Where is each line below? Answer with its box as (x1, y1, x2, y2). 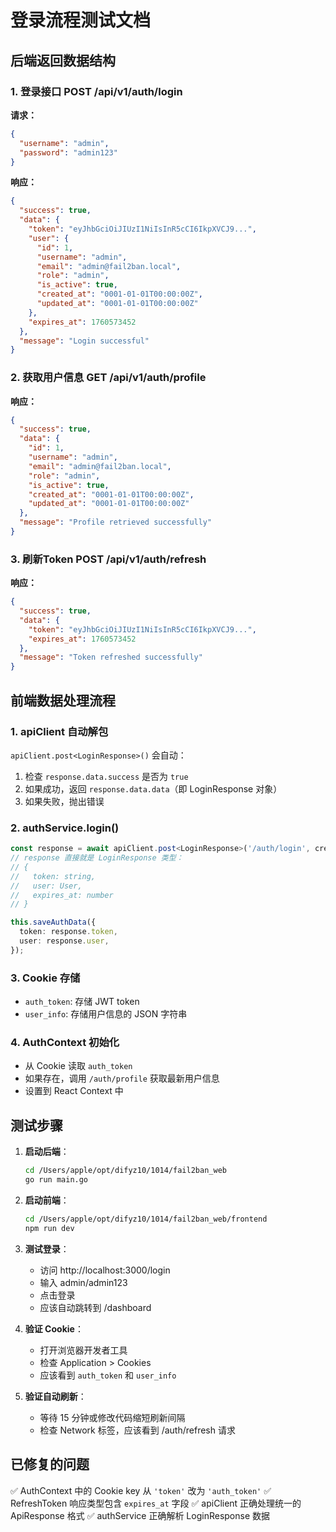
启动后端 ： (24, 1146, 70, 1158)
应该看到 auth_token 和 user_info (39, 1369, 177, 1381)
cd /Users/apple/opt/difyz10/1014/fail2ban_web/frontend (24, 1214, 268, 1224)
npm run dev (24, 1223, 75, 1233)
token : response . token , (19, 927, 118, 937)
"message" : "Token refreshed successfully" (19, 652, 203, 663)
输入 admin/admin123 (39, 1276, 128, 1288)
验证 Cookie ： (24, 1322, 84, 1335)
